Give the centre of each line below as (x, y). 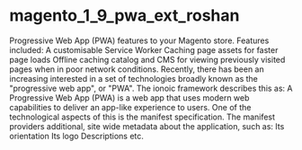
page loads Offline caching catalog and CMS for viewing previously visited (147, 59)
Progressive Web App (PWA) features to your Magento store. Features (139, 40)
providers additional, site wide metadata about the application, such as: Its (147, 126)
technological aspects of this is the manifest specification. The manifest (142, 117)
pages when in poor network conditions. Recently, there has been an (137, 69)
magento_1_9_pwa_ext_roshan (124, 16)
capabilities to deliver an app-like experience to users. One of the (130, 107)
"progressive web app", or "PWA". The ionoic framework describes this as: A (151, 88)
